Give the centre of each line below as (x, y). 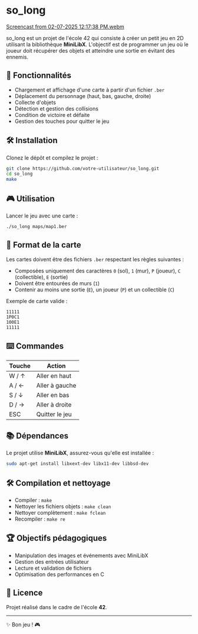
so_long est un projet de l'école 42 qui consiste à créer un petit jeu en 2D (95, 38)
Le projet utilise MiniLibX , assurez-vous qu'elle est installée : (80, 453)
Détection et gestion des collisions (57, 108)
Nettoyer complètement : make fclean (60, 513)
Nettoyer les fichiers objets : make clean (63, 506)
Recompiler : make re (40, 519)
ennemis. (17, 57)
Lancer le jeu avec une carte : (42, 216)
